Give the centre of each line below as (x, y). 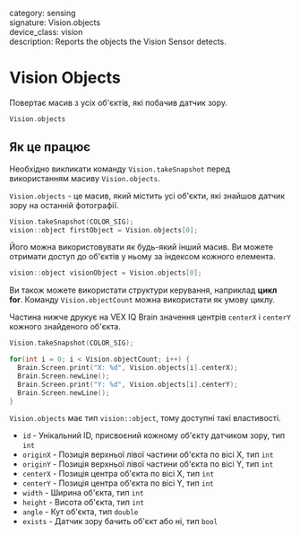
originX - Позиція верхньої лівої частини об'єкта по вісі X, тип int (148, 455)
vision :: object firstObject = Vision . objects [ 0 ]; (104, 230)
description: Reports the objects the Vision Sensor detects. (118, 41)
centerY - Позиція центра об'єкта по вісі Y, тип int (118, 483)
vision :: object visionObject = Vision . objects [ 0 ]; (106, 273)
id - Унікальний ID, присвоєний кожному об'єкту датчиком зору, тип (154, 435)
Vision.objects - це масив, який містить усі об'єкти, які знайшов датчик (147, 196)
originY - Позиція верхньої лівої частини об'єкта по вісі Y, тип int (148, 464)
